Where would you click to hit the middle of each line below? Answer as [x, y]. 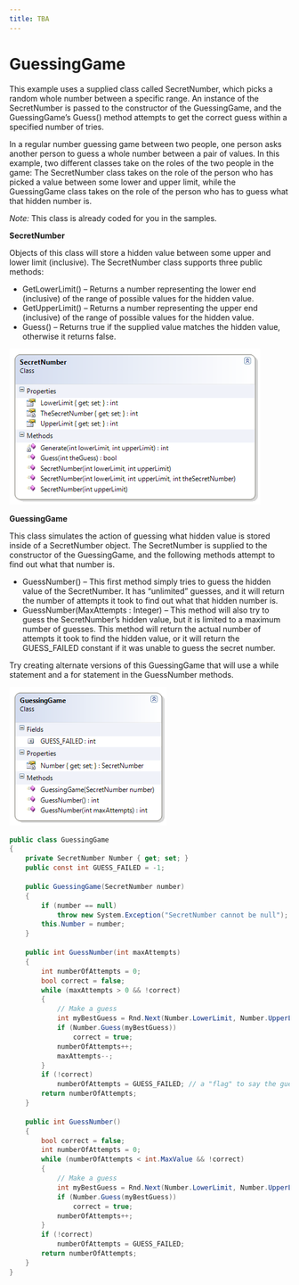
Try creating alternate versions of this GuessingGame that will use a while [144, 665]
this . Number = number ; [83, 924]
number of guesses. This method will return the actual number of [141, 629]
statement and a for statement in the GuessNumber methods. [121, 674]
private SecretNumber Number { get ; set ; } [107, 859]
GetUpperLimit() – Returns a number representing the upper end [140, 308]
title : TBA [29, 19]
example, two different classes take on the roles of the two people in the [141, 163]
